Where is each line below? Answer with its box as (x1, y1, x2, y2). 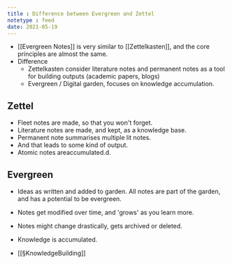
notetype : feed (7, 17, 55, 24)
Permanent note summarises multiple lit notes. (17, 134, 152, 142)
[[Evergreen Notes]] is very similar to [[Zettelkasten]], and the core (17, 43, 210, 51)
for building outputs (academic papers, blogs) (27, 72, 160, 81)
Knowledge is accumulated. (17, 235, 98, 244)
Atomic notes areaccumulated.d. (17, 148, 112, 157)
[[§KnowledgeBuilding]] (17, 249, 86, 257)
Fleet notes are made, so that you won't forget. (17, 118, 153, 127)
